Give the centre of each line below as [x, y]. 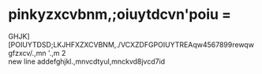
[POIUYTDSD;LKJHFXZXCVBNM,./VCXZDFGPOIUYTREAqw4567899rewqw [131, 44]
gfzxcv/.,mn [27, 53]
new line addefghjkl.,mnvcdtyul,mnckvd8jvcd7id [87, 61]
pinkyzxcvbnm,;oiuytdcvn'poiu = [120, 15]
